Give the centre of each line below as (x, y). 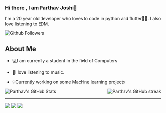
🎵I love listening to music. (38, 72)
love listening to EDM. (27, 24)
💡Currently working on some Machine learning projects (69, 82)
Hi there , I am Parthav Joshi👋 (41, 8)
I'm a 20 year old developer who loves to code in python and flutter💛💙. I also (83, 19)
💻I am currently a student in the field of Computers (65, 61)
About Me (21, 49)
